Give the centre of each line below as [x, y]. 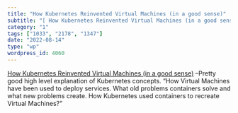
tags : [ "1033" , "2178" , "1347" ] [55, 34]
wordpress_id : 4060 [36, 54]
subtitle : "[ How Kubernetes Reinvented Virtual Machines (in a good [112, 20]
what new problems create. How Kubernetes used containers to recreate [113, 95]
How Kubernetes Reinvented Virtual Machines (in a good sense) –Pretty [112, 73]
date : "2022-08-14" [36, 40]
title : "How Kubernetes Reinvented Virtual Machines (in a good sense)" [117, 14]
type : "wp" [23, 47]
